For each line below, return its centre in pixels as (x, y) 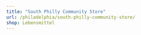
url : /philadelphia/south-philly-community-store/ (71, 17)
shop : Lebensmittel (31, 23)
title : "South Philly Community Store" (56, 12)
